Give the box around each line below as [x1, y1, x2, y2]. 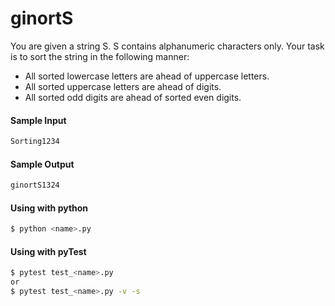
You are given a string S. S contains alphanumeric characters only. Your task [10, 40, 325, 52]
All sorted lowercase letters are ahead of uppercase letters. [24, 70, 270, 82]
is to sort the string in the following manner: [10, 50, 190, 62]
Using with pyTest [10, 245, 87, 257]
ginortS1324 [10, 180, 60, 191]
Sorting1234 [10, 137, 60, 147]
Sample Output [10, 158, 75, 170]
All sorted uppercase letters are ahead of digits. [24, 80, 222, 92]
